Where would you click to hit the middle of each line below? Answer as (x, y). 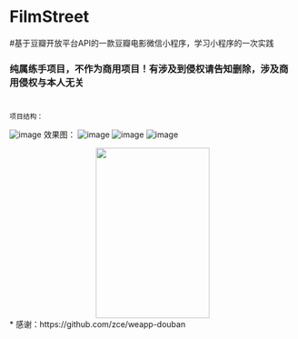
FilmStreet (50, 17)
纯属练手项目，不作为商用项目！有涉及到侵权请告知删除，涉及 (144, 68)
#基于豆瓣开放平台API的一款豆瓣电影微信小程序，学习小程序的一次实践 (142, 43)
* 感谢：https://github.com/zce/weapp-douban (98, 324)
